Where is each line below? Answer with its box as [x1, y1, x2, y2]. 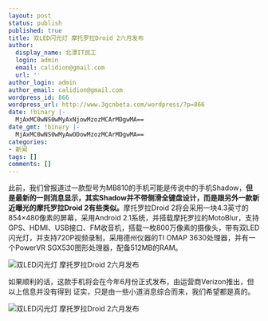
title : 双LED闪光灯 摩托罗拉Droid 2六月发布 [8, 34, 144, 42]
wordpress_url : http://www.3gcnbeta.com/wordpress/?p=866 [8, 101, 205, 109]
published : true [8, 26, 62, 34]
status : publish [8, 19, 62, 27]
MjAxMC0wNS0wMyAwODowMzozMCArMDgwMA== [15, 130, 145, 138]
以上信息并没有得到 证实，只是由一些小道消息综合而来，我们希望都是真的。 [8, 287, 255, 296]
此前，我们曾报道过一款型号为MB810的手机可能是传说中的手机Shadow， [8, 183, 246, 192]
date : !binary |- [8, 109, 66, 117]
